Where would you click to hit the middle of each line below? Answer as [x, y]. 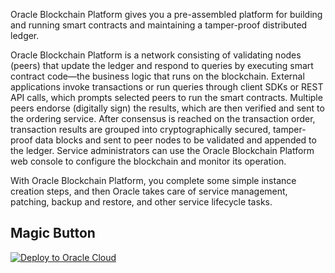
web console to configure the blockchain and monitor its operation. [148, 161]
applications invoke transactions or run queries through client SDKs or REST [167, 87]
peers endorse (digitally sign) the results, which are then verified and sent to [167, 108]
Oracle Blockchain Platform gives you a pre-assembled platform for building [166, 14]
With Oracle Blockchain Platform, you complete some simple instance [153, 180]
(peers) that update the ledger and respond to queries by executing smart [162, 65]
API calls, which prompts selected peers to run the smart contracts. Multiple [166, 97]
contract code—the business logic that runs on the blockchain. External [157, 76]
